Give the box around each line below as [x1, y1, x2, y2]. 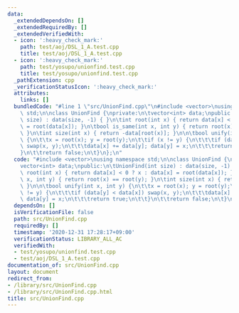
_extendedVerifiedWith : [14, 30, 84, 38]
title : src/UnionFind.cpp [7, 295, 84, 302]
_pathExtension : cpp [14, 76, 75, 84]
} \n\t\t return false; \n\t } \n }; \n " [20, 149, 122, 156]
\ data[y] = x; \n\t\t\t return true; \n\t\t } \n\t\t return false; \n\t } [20, 196, 228, 203]
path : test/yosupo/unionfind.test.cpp [20, 63, 135, 70]
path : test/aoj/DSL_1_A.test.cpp [20, 43, 119, 51]
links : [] [20, 97, 50, 104]
